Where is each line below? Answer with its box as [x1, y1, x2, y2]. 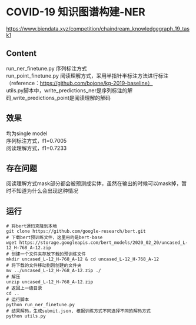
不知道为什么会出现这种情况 [11, 187, 78, 195]
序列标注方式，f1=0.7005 [6, 137, 67, 144]
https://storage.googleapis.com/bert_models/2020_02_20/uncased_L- [19, 240, 188, 246]
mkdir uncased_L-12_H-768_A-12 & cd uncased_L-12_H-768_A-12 [6, 256, 160, 262]
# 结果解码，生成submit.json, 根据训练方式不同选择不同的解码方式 [6, 308, 151, 314]
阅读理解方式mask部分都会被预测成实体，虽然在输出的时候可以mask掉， [6, 180, 182, 187]
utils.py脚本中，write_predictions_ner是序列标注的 [6, 86, 128, 94]
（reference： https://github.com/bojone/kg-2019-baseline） [6, 79, 153, 86]
